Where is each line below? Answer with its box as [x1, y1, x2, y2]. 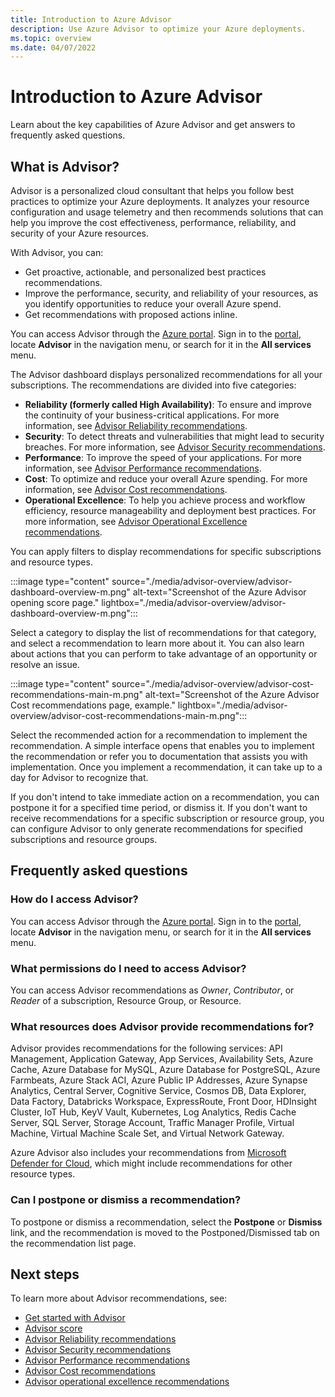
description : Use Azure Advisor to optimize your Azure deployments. [10, 24, 307, 34]
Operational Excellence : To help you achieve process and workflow [24, 494, 306, 506]
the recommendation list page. [10, 1237, 137, 1249]
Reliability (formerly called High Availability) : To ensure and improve [24, 399, 312, 410]
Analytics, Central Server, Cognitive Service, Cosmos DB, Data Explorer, [10, 1085, 307, 1097]
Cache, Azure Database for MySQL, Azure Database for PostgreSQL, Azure [10, 1064, 321, 1076]
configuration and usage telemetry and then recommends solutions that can [10, 206, 324, 218]
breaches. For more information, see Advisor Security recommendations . [24, 441, 326, 453]
